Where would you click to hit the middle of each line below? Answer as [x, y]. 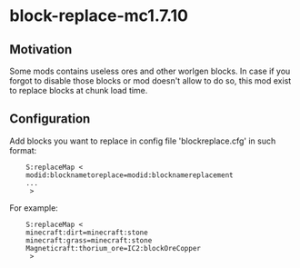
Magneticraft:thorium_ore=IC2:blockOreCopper [114, 248]
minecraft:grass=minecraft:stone [89, 240]
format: [23, 150]
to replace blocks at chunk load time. [79, 90]
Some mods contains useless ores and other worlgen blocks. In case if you [150, 71]
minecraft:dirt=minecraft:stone [87, 233]
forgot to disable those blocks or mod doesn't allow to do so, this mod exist [150, 81]
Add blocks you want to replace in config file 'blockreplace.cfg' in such [143, 141]
